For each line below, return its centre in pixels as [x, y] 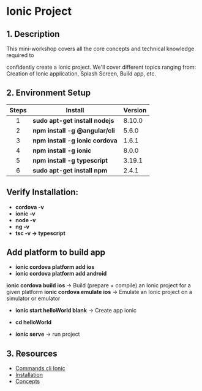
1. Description [33, 34]
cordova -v [29, 207]
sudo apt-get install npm [70, 170]
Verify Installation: [42, 192]
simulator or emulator [33, 298]
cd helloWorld [33, 322]
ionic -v [25, 214]
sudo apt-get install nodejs [73, 120]
